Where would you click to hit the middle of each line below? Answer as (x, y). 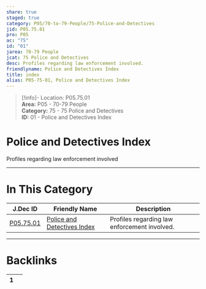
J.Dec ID (25, 209)
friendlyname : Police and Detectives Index (63, 69)
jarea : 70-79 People (33, 52)
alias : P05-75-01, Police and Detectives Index (68, 80)
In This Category (50, 190)
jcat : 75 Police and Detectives (48, 58)
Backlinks (32, 261)
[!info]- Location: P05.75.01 (55, 98)
